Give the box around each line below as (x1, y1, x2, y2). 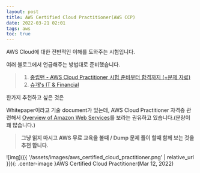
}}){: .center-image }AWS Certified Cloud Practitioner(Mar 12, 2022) (6, 160, 174, 168)
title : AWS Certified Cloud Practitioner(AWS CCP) (6, 14, 136, 20)
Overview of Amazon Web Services (22, 114, 110, 122)
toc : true (6, 31, 31, 37)
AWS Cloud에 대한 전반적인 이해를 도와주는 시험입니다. (6, 48, 135, 56)
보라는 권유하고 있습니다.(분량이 (116, 114, 190, 122)
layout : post (6, 8, 39, 15)
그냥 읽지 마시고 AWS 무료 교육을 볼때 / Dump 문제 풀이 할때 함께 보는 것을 (20, 134, 195, 141)
